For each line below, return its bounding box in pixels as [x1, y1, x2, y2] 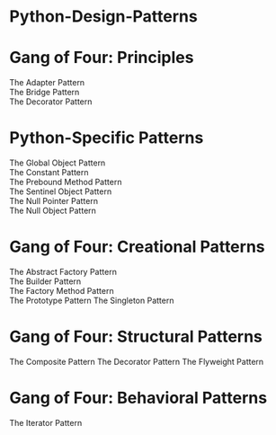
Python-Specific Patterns [9, 128, 204, 148]
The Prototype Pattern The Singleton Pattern [9, 295, 174, 306]
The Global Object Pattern [9, 157, 106, 168]
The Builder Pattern [9, 276, 82, 287]
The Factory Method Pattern [9, 286, 114, 296]
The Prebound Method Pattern [9, 177, 122, 188]
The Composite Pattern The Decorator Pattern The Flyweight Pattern [9, 356, 264, 367]
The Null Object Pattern [9, 205, 97, 217]
